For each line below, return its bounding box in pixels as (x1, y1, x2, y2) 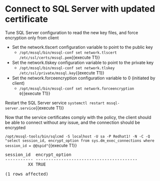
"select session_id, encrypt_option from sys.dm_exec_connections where (5, 138, 155, 143)
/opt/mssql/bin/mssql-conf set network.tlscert (19, 50, 117, 55)
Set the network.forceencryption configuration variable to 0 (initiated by (12, 75, 156, 81)
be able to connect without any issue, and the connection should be (5, 120, 140, 125)
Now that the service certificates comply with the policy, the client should (5, 114, 151, 120)
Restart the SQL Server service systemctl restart (5, 100, 105, 106)
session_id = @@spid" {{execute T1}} (5, 142, 77, 148)
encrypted (5, 124, 26, 130)
